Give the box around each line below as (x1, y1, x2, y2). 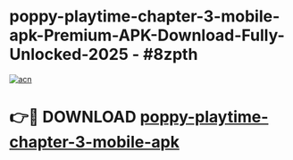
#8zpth (142, 45, 198, 64)
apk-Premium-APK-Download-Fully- (9, 25, 286, 46)
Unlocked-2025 (9, 45, 130, 64)
